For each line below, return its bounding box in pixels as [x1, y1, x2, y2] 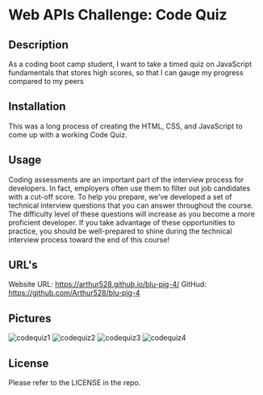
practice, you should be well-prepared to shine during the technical [8, 226, 232, 236]
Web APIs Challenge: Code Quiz [8, 6, 228, 24]
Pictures [8, 311, 52, 325]
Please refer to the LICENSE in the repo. [8, 378, 141, 388]
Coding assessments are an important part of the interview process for [8, 174, 244, 184]
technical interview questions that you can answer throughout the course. [8, 200, 254, 210]
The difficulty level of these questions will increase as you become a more [8, 208, 256, 219]
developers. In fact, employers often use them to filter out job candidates [8, 183, 251, 193]
